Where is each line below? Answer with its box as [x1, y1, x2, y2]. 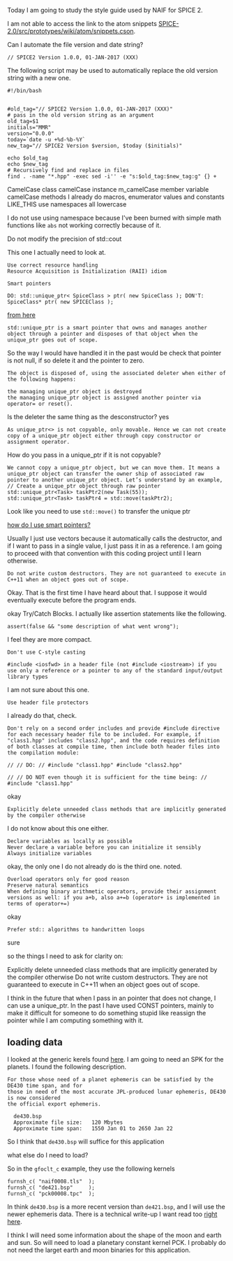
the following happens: [7, 376, 77, 383]
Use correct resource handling [7, 262, 98, 269]
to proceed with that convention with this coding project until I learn [7, 549, 202, 557]
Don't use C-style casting [7, 649, 86, 656]
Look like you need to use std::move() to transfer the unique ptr [7, 507, 190, 515]
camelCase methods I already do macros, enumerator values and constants [7, 192, 225, 201]
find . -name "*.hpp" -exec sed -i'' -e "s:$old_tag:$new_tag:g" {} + [7, 173, 217, 180]
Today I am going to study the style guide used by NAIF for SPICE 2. [7, 6, 204, 14]
